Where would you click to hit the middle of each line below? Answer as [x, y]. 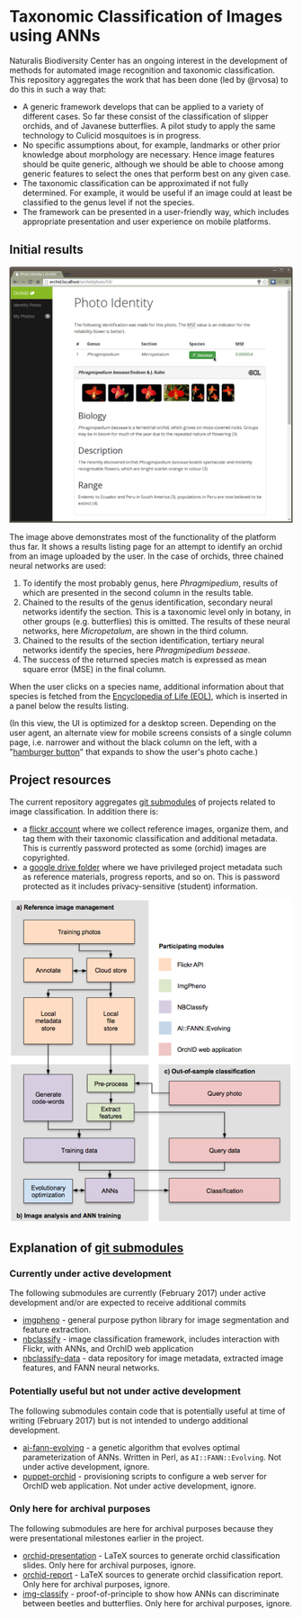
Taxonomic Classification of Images [146, 17]
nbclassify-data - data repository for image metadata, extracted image [153, 1358]
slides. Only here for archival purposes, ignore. [109, 1565]
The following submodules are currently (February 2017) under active [138, 1293]
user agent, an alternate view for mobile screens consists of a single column [151, 733]
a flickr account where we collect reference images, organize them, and [155, 829]
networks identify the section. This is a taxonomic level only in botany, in [156, 612]
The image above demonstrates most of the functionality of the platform [143, 537]
